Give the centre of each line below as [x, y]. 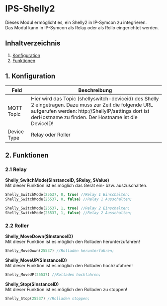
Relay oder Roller [50, 135]
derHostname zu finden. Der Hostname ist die [84, 117]
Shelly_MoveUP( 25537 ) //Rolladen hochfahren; [53, 274]
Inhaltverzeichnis [33, 43]
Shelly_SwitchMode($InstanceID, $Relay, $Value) [57, 180]
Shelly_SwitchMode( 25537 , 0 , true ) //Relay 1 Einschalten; [68, 195]
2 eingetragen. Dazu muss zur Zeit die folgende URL [92, 105]
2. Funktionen [27, 155]
